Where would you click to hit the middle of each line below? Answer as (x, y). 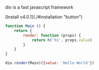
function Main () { (25, 26)
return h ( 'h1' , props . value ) (62, 40)
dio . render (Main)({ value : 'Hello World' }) (50, 63)
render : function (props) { (52, 35)
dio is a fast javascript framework (39, 7)
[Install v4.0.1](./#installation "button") (44, 17)
